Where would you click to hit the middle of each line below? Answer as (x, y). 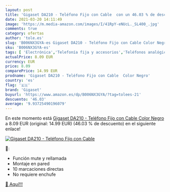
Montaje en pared (31, 164)
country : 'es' (20, 80)
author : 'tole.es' (25, 38)
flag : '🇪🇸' (18, 85)
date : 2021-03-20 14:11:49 (34, 19)
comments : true (21, 29)
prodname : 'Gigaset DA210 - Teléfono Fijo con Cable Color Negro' (78, 76)
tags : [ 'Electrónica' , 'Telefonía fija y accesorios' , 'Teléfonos (75, 52)
